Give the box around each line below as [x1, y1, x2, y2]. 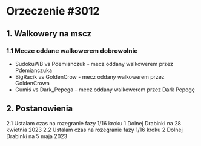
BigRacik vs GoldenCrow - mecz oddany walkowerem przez [15, 73, 165, 80]
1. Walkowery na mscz [6, 28, 92, 39]
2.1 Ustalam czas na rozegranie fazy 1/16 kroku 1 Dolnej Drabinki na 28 [6, 119, 182, 127]
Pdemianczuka [15, 67, 53, 74]
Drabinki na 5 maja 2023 [6, 132, 68, 140]
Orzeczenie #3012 [6, 4, 100, 18]
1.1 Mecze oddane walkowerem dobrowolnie [6, 47, 138, 55]
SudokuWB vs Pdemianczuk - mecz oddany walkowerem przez [15, 60, 174, 67]
